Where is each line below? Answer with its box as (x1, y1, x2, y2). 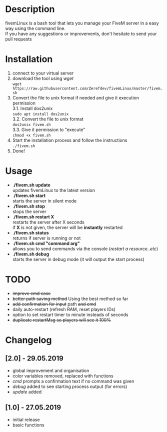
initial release (12, 416, 40, 422)
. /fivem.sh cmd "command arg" (12, 240, 80, 246)
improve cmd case (12, 290, 51, 296)
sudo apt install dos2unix (12, 111, 69, 116)
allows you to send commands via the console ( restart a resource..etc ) (12, 245, 158, 251)
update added (12, 388, 42, 394)
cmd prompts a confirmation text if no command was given (12, 378, 134, 384)
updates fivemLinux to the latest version (12, 187, 95, 193)
